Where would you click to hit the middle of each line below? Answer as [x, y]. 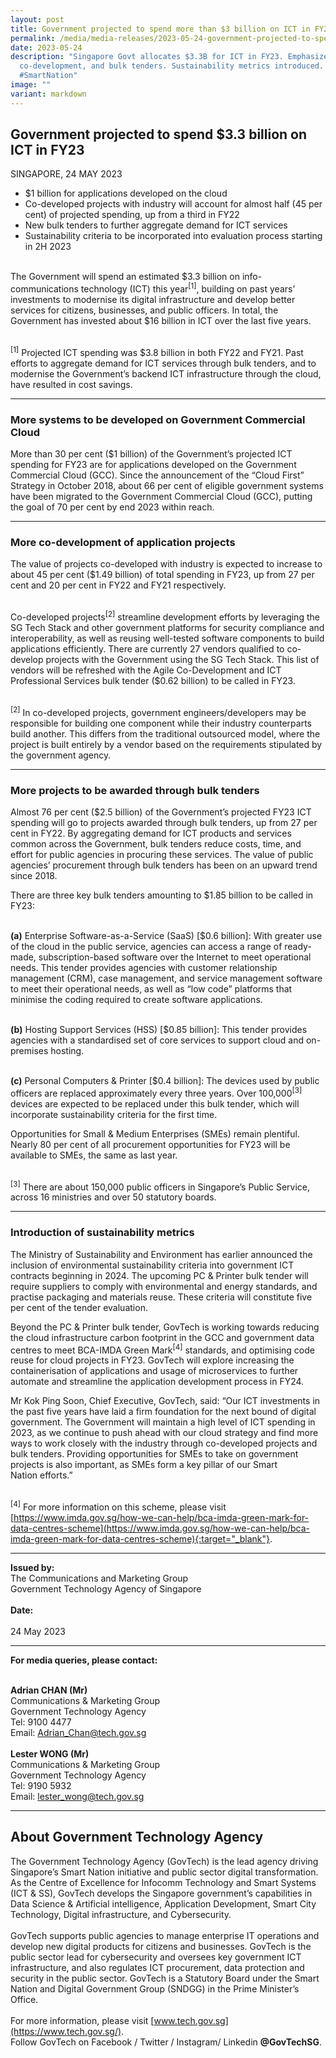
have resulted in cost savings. [71, 384]
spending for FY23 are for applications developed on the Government [153, 465]
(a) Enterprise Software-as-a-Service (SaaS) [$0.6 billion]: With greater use [166, 935]
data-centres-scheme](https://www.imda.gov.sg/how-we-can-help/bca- [160, 1528]
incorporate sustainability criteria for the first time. [114, 1114]
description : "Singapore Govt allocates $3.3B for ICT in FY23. [147, 57]
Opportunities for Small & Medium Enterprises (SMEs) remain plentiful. [155, 1133]
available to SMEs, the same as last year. [94, 1155]
